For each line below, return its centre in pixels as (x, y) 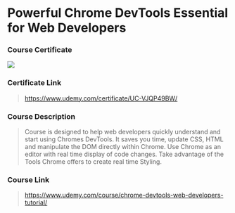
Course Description (42, 116)
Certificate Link (34, 83)
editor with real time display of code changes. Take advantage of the (124, 154)
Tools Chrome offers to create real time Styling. (93, 162)
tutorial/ (36, 202)
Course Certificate (40, 50)
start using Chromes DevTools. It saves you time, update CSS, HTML (124, 139)
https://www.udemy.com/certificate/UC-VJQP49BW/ (101, 98)
